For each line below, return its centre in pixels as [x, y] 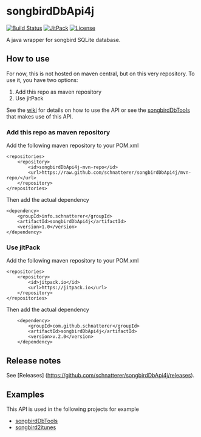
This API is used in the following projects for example [73, 409]
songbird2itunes [36, 427]
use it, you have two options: [42, 80]
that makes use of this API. [40, 116]
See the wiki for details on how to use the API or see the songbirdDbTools [98, 110]
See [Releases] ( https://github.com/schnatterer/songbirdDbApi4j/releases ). [101, 376]
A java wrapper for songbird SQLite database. [63, 40]
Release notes [34, 361]
